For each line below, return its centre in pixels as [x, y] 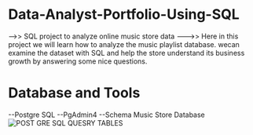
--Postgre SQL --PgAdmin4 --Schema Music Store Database [107, 115]
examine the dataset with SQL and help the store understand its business [126, 53]
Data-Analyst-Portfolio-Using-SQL [124, 15]
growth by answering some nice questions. [78, 61]
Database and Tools [74, 93]
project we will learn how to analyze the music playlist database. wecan [124, 44]
